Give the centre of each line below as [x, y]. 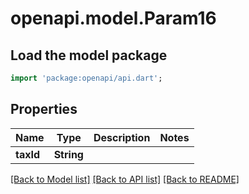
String [68, 154]
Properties [44, 109]
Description [122, 137]
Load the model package [89, 55]
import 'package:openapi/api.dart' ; [86, 78]
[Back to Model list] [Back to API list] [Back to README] [125, 179]
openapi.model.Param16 [113, 18]
